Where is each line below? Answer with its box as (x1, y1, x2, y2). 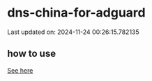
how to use (7, 48, 56, 60)
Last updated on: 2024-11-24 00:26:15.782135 (7, 28, 139, 36)
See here (7, 66, 33, 74)
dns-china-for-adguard (7, 5, 146, 21)
